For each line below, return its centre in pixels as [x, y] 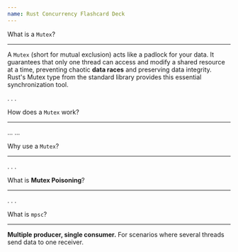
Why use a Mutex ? [33, 146]
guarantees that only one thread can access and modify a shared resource [116, 62]
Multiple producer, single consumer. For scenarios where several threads [116, 234]
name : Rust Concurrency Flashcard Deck [66, 14]
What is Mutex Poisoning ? [46, 180]
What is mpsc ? [27, 214]
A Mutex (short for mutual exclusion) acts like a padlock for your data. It [111, 55]
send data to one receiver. [45, 242]
